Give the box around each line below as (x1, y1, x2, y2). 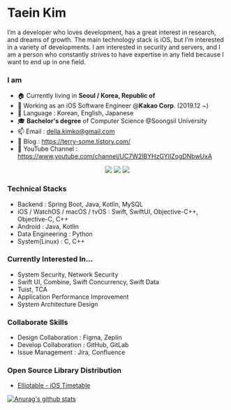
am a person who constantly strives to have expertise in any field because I (7, 50, 225, 59)
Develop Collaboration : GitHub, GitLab (17, 341, 129, 349)
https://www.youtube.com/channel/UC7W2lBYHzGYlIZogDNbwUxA (17, 152, 213, 161)
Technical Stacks (7, 184, 67, 193)
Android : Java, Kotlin (17, 222, 79, 230)
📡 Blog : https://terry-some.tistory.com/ (17, 138, 131, 146)
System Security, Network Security (17, 270, 119, 279)
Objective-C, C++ (17, 214, 68, 223)
